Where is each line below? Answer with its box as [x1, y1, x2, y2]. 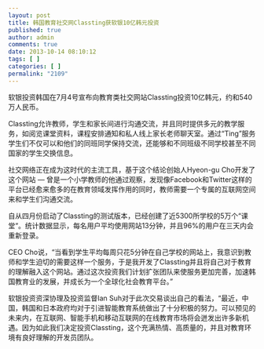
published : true [8, 26, 61, 34]
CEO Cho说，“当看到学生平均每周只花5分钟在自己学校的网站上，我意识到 [8, 247, 245, 256]
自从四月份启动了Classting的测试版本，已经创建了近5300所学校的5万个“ [8, 211, 242, 220]
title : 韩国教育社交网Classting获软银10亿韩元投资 [8, 19, 159, 27]
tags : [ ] [8, 56, 41, 64]
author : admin [8, 33, 55, 42]
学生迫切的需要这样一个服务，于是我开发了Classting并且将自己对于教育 [21, 256, 252, 267]
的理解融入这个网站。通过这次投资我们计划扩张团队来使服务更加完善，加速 [8, 267, 249, 276]
